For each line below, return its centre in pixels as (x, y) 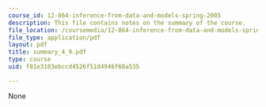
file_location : (33, 30)
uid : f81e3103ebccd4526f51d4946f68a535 (74, 67)
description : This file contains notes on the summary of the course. (127, 23)
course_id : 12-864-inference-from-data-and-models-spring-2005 (115, 15)
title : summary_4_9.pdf (47, 52)
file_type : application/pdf (55, 37)
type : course (30, 60)
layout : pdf (28, 45)
